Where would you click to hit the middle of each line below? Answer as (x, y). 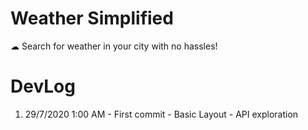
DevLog (43, 86)
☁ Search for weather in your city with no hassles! (114, 46)
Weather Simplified (92, 18)
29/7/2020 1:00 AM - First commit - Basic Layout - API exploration (161, 114)
